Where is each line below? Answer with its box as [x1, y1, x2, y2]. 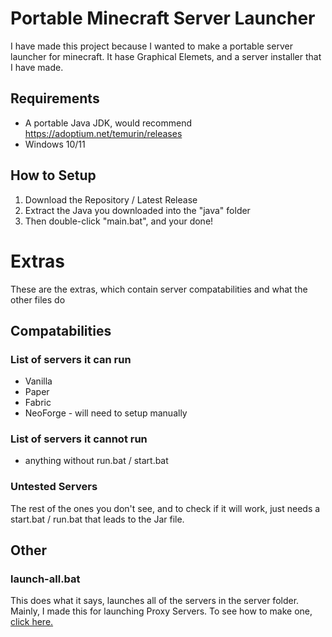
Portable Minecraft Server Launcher [10, 7, 316, 30]
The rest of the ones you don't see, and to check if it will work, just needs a [10, 502, 321, 514]
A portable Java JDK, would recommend [24, 117, 193, 129]
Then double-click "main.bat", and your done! [24, 215, 214, 227]
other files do [10, 293, 66, 306]
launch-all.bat [10, 572, 81, 586]
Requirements [10, 90, 100, 107]
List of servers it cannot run [10, 432, 148, 446]
